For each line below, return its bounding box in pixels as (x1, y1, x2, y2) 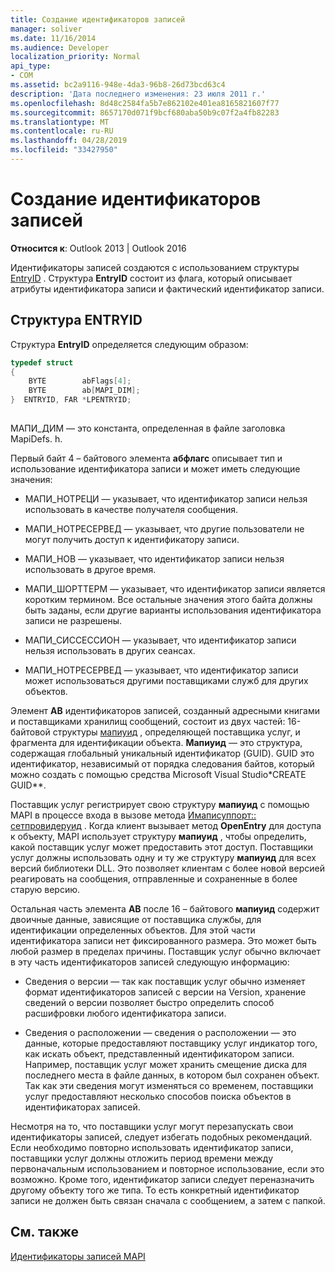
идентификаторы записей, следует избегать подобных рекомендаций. (10, 1131, 313, 1143)
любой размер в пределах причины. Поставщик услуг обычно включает (10, 945, 322, 957)
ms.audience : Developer (10, 42, 110, 53)
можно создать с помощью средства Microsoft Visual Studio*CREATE (10, 768, 307, 780)
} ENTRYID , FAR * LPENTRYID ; (10, 395, 132, 405)
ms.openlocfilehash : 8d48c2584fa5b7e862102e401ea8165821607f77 (10, 98, 280, 108)
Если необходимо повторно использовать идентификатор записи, (10, 1141, 294, 1153)
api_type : (10, 61, 52, 71)
